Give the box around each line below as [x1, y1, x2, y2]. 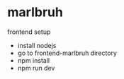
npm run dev [17, 63, 55, 72]
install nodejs [17, 41, 57, 49]
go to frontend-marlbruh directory [17, 49, 117, 57]
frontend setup [7, 28, 51, 36]
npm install [17, 56, 50, 64]
